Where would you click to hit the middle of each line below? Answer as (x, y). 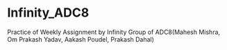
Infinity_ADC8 (48, 13)
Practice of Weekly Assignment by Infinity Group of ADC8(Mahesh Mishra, (114, 32)
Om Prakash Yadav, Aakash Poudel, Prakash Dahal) (81, 39)
